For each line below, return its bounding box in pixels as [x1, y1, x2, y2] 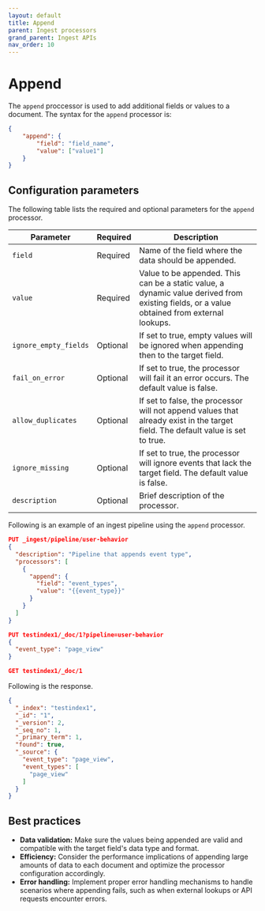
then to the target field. [139, 350, 224, 361]
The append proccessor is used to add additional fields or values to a [8, 101, 230, 111]
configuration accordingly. [19, 869, 106, 879]
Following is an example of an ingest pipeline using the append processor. [8, 520, 246, 530]
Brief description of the [139, 490, 225, 501]
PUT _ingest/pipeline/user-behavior [8, 535, 129, 544]
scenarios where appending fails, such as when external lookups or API [19, 886, 252, 895]
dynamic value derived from [139, 288, 243, 299]
